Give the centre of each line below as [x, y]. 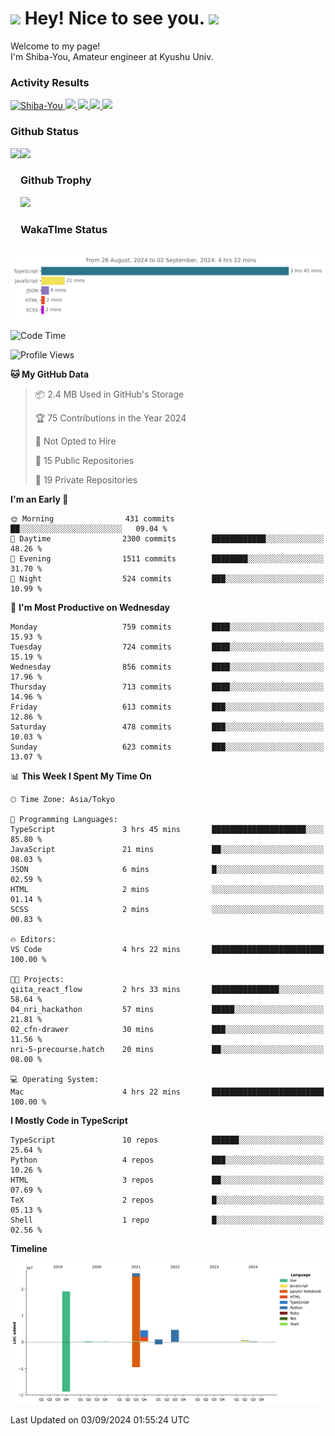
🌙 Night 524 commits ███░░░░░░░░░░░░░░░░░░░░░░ [167, 578]
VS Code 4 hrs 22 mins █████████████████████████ [167, 949]
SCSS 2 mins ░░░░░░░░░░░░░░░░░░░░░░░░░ [167, 909]
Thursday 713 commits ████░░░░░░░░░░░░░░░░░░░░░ [167, 687]
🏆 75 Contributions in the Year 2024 [110, 418]
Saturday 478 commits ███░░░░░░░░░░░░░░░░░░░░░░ [167, 727]
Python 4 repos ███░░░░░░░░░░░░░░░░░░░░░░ [167, 1160]
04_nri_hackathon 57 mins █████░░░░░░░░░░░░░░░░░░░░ [167, 1009]
